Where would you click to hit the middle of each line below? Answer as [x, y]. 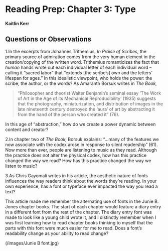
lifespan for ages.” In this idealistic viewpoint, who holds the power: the [79, 78]
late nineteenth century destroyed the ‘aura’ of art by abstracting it [86, 109]
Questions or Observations [48, 39]
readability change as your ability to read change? [57, 233]
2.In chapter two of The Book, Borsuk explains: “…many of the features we [82, 139]
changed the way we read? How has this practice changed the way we [78, 160]
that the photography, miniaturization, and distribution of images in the [90, 103]
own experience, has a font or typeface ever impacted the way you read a [81, 186]
